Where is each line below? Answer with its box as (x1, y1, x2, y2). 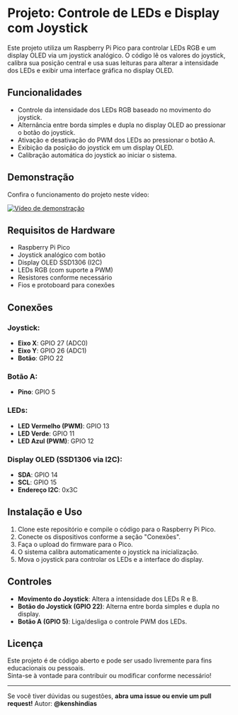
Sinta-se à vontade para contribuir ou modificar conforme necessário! (7, 672, 212, 680)
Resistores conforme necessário (17, 273, 113, 282)
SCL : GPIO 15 (17, 477, 57, 487)
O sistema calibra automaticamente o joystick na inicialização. (17, 548, 199, 556)
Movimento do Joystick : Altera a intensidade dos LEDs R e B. (17, 594, 198, 603)
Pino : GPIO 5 (17, 388, 56, 397)
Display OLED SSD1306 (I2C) (17, 258, 103, 267)
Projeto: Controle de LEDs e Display (7, 5, 220, 21)
